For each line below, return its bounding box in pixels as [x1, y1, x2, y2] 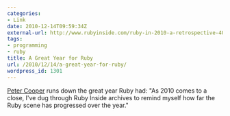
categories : [7, 10, 41, 17]
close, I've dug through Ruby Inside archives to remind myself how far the [7, 93, 216, 102]
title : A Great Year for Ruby [7, 55, 94, 62]
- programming [7, 42, 48, 49]
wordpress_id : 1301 [7, 67, 63, 74]
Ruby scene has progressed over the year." [7, 101, 129, 109]
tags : [7, 36, 23, 43]
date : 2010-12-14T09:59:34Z [7, 23, 88, 30]
